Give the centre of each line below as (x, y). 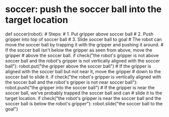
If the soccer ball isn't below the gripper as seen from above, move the (79, 50)
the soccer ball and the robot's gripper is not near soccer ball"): (71, 82)
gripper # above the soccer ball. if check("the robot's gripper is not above (82, 55)
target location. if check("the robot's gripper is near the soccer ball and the (83, 98)
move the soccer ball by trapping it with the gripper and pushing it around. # (84, 44)
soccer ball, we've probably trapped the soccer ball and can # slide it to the (84, 93)
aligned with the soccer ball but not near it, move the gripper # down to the (83, 71)
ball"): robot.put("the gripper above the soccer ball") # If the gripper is (78, 66)
